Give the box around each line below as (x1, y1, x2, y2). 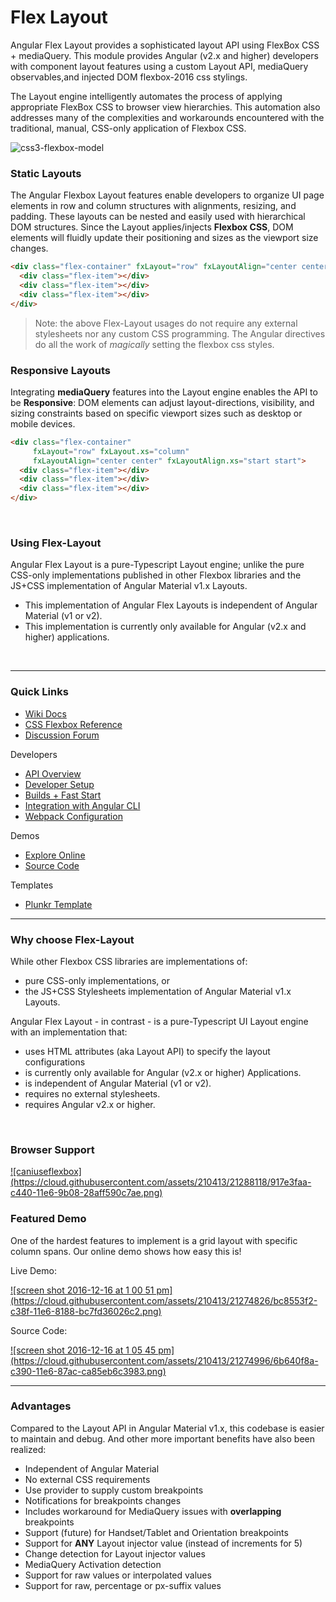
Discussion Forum (24, 729, 100, 741)
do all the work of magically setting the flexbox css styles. (34, 338, 275, 350)
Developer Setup (24, 778, 95, 790)
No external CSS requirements (24, 1473, 151, 1485)
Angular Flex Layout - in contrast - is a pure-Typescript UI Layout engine (10, 1015, 309, 1027)
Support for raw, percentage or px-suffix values (24, 1579, 222, 1591)
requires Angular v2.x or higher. (24, 1098, 156, 1110)
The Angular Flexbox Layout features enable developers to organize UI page (10, 189, 325, 201)
